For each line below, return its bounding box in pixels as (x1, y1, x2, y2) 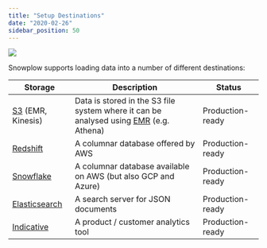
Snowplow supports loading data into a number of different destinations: (8, 63, 246, 72)
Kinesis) (12, 115, 43, 126)
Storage (24, 82, 56, 93)
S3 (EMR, (12, 105, 48, 116)
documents (74, 203, 118, 215)
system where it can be (74, 105, 162, 116)
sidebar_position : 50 (8, 26, 80, 34)
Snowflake (12, 171, 52, 182)
